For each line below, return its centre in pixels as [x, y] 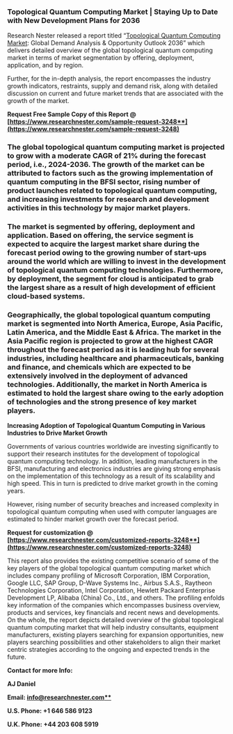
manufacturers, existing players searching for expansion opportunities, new [115, 635]
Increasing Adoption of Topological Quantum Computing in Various [106, 426]
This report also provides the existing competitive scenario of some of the [113, 561]
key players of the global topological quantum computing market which [109, 568]
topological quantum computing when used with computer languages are [112, 512]
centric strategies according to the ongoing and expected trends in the [109, 650]
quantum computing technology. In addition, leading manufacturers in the [112, 461]
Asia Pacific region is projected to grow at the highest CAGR [110, 341]
